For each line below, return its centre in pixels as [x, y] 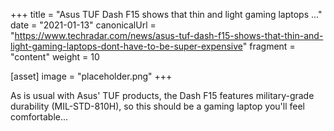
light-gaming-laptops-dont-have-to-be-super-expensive [126, 46]
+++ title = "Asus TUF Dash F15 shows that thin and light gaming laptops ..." [166, 14]
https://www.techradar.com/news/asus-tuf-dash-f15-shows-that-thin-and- [169, 35]
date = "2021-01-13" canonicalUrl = [83, 25]
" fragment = [269, 46]
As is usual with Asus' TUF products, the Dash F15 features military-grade [162, 95]
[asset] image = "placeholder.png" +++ [91, 76]
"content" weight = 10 [55, 57]
